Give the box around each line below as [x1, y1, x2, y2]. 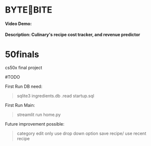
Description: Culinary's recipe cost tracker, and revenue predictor [5, 32, 140, 38]
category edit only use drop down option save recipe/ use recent [16, 130, 147, 136]
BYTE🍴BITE [5, 4, 52, 16]
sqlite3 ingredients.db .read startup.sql [16, 93, 94, 99]
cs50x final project [5, 65, 43, 71]
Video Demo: [5, 20, 32, 26]
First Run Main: [5, 102, 35, 108]
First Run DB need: [5, 83, 43, 89]
